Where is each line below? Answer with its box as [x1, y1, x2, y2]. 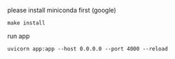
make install [7, 20, 46, 27]
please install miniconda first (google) [7, 6, 117, 14]
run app [7, 32, 30, 40]
